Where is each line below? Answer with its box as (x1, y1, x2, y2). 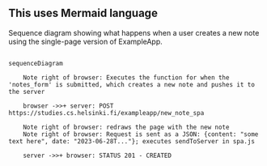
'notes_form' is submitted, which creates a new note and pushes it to (8, 80, 255, 88)
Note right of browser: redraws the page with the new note (23, 123, 230, 131)
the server (8, 87, 45, 96)
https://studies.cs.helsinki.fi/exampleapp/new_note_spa (8, 109, 205, 117)
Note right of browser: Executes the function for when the (23, 73, 230, 82)
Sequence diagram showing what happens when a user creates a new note (8, 28, 260, 37)
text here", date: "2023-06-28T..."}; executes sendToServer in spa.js (8, 137, 255, 145)
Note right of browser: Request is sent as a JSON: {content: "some (23, 130, 259, 138)
